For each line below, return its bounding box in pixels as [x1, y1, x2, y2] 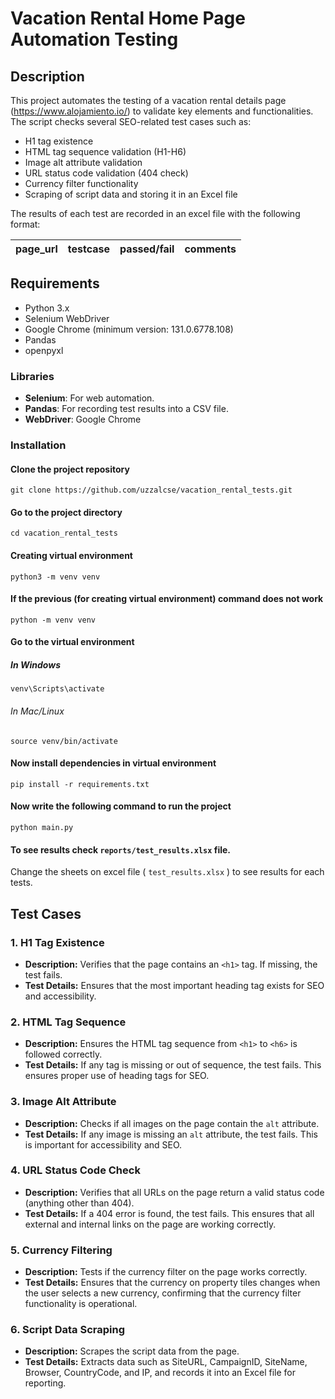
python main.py [10, 823, 74, 833]
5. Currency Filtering [10, 1243, 113, 1257]
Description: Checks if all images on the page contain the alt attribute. [24, 1117, 320, 1129]
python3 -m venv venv [10, 572, 101, 582]
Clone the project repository [10, 463, 130, 475]
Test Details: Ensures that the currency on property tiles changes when [24, 1277, 321, 1289]
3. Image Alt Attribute [10, 1095, 117, 1109]
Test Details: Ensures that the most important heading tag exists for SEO [24, 979, 325, 991]
